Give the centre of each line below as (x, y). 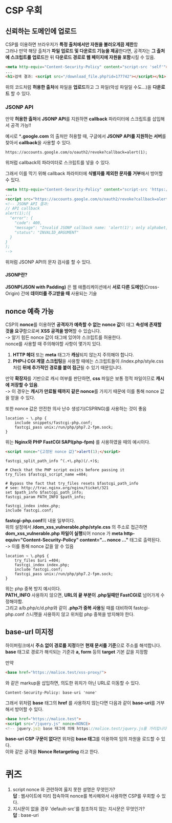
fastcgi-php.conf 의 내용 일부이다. (40, 521)
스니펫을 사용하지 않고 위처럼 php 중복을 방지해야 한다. (80, 615)
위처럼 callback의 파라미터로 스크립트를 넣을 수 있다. (58, 162)
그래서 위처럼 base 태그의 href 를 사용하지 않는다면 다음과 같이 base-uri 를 (80, 703)
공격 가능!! (21, 125)
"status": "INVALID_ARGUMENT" (47, 232)
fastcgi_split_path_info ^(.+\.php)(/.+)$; (52, 461)
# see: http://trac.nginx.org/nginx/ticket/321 (57, 488)
